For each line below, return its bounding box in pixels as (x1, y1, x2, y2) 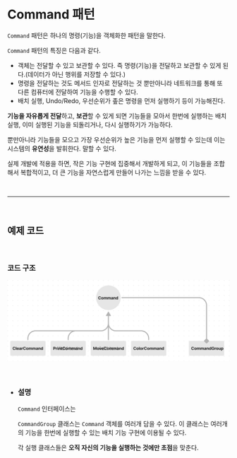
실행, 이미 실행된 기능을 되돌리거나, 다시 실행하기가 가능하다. (7, 120, 173, 129)
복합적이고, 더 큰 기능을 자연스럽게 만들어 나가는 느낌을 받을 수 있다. (20, 168, 207, 177)
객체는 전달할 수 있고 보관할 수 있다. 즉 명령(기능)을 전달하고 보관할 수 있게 (17, 61, 221, 69)
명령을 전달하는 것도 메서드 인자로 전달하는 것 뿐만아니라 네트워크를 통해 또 (17, 78, 224, 87)
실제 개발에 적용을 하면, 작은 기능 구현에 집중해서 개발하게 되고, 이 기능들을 (7, 159, 212, 168)
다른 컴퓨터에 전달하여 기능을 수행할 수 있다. (17, 88, 139, 96)
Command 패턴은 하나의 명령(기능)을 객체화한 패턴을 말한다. (7, 31, 166, 40)
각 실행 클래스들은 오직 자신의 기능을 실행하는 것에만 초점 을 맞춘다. (17, 443, 199, 452)
